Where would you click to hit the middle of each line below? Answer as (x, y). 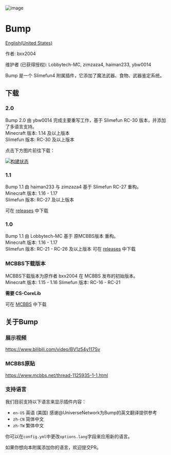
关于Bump (22, 322)
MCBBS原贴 (20, 364)
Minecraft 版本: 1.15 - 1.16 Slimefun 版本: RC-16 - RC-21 (63, 282)
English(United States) (29, 43)
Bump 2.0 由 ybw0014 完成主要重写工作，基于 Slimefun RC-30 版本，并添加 (85, 120)
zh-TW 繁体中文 (28, 425)
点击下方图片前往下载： (30, 150)
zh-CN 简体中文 (28, 419)
